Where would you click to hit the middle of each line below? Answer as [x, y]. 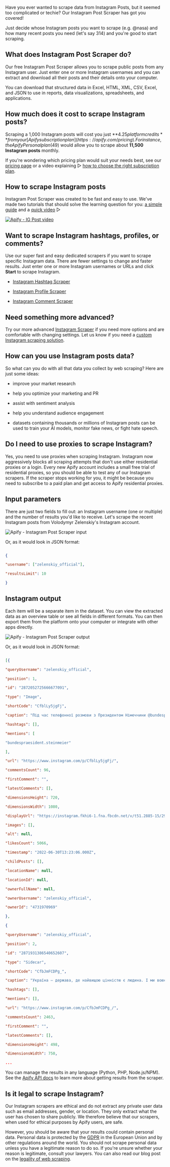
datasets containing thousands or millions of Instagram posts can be [84, 423]
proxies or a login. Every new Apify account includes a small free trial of [80, 467]
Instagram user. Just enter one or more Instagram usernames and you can [83, 72]
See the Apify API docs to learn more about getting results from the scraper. [84, 1078]
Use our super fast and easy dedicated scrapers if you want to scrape [78, 256]
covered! [14, 18]
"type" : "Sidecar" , [26, 962]
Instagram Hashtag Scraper [41, 282]
